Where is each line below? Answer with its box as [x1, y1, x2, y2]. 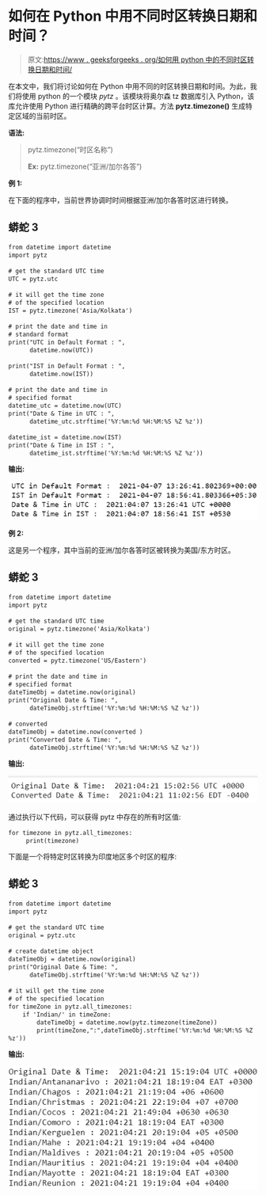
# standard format [8, 330, 69, 338]
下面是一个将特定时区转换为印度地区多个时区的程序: [8, 852, 177, 862]
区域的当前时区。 [14, 111, 71, 120]
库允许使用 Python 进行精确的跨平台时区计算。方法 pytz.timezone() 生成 [8, 101, 246, 111]
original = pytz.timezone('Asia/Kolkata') [8, 625, 150, 633]
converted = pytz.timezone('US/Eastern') [8, 657, 147, 665]
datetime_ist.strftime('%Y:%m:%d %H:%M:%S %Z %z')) [28, 449, 203, 457]
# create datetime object [8, 947, 93, 955]
